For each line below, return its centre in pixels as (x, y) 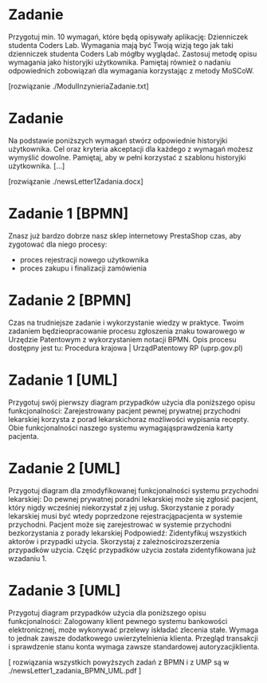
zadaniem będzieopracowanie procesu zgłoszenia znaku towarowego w (127, 331)
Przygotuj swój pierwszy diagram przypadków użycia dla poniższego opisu (132, 402)
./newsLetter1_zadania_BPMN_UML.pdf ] (75, 670)
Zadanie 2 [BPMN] (70, 300)
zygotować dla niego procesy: (58, 244)
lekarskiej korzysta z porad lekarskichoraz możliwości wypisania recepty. (129, 419)
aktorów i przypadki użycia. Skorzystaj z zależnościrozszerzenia (114, 541)
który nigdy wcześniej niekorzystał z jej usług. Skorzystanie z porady (122, 507)
